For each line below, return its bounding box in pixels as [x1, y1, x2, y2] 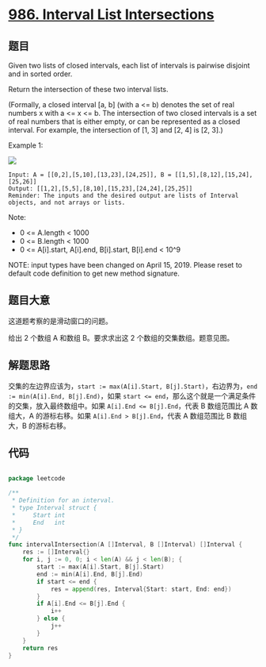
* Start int [11, 511, 66, 519]
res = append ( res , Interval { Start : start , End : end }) [50, 585, 232, 593]
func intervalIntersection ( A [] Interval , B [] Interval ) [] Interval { [8, 541, 243, 549]
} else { [36, 615, 66, 623]
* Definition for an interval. [11, 496, 115, 505]
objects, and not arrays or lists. [8, 199, 126, 206]
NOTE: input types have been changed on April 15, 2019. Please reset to [8, 260, 243, 269]
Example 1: [8, 141, 44, 150]
